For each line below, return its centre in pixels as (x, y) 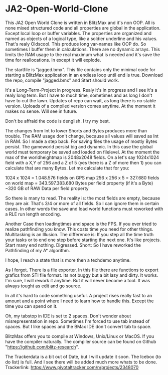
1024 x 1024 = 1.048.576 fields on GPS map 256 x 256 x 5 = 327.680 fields (82, 177)
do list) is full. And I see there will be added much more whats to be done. (81, 362)
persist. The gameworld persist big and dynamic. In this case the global (79, 146)
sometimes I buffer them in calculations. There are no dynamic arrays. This (83, 49)
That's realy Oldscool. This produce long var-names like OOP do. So (76, 44)
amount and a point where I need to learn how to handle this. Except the (79, 301)
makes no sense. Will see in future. (41, 111)
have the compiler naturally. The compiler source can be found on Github (81, 341)
